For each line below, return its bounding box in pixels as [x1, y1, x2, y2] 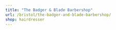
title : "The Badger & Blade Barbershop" [5, 7, 93, 13]
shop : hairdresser [5, 17, 45, 22]
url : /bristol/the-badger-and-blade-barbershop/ [5, 12, 111, 17]
